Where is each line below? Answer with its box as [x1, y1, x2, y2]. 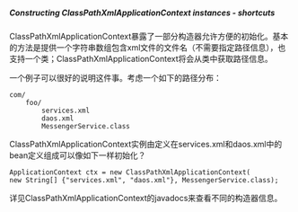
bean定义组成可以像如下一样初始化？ [9, 149, 146, 161]
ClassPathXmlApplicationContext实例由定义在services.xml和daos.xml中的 [9, 138, 283, 149]
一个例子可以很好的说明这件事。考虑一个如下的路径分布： [9, 72, 222, 83]
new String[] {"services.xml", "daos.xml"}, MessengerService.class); [9, 175, 279, 184]
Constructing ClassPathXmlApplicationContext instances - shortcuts [9, 7, 276, 18]
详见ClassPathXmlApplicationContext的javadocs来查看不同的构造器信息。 [9, 192, 283, 203]
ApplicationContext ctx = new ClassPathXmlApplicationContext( [9, 167, 251, 177]
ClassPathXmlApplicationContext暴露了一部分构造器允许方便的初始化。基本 [9, 31, 289, 41]
